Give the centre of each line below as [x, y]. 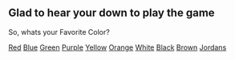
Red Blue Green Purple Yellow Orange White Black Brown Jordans [118, 47]
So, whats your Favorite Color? [59, 32]
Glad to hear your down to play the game [111, 13]
